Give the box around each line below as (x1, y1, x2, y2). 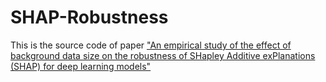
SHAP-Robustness (10, 6, 169, 29)
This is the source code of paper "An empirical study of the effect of (10, 39, 292, 51)
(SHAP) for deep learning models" (10, 60, 152, 72)
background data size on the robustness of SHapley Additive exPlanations (10, 49, 316, 61)
